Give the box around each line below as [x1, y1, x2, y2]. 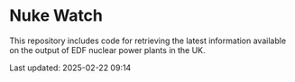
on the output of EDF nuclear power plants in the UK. [9, 44, 206, 55]
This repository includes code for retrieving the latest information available [9, 35, 287, 46]
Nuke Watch [9, 5, 104, 26]
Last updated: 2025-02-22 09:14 [9, 62, 132, 73]
